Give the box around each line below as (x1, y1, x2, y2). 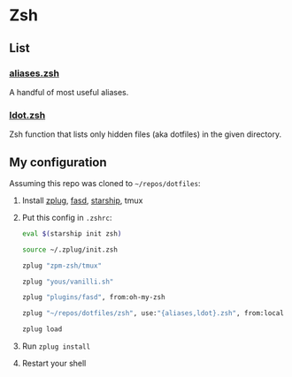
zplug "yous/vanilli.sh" (21, 277, 114, 286)
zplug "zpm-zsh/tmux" (21, 261, 102, 270)
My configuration (9, 155, 108, 170)
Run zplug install (21, 341, 91, 351)
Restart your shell (21, 358, 87, 369)
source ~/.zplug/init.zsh (21, 245, 118, 254)
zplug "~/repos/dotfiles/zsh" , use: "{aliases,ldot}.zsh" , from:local (21, 309, 285, 318)
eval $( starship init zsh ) (21, 229, 122, 238)
